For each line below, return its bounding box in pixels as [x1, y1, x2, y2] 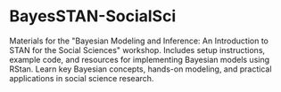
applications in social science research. [9, 73, 154, 83]
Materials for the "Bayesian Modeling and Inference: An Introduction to [9, 35, 269, 46]
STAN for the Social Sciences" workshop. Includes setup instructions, [9, 44, 266, 55]
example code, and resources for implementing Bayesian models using [9, 54, 270, 65]
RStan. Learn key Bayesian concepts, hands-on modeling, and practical [9, 64, 272, 74]
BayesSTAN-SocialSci [9, 6, 177, 27]
